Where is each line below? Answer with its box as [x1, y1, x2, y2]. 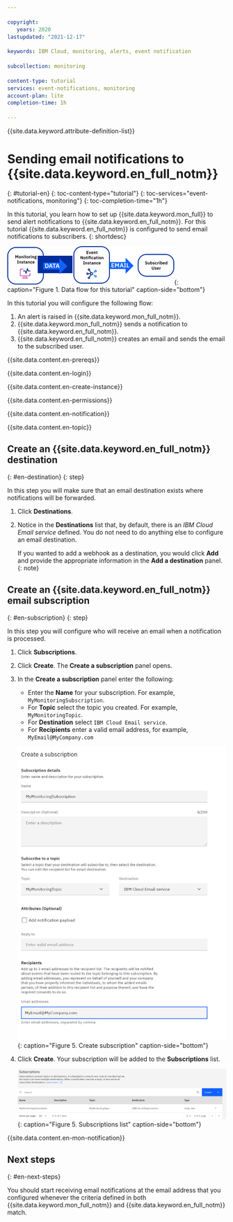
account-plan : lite [7, 92, 64, 99]
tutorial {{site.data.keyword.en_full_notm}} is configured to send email [7, 224, 208, 233]
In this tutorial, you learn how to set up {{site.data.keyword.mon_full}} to [7, 210, 214, 218]
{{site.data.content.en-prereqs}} [7, 356, 100, 364]
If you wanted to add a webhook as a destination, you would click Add [17, 549, 219, 557]
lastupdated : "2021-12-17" [7, 33, 86, 40]
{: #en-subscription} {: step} [7, 613, 88, 622]
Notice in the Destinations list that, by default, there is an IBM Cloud [17, 520, 214, 529]
